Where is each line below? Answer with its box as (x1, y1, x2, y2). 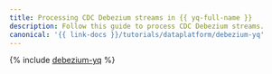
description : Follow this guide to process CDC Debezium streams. (9, 22, 265, 31)
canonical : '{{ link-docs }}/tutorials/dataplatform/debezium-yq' (9, 30, 265, 39)
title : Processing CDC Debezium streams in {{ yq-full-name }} (9, 13, 253, 23)
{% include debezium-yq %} (9, 55, 116, 66)
